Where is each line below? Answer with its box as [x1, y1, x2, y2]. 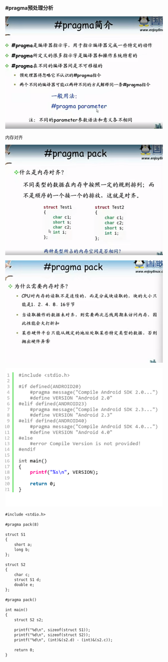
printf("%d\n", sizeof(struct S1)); [14, 627, 91, 633]
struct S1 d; [14, 577, 41, 583]
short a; [14, 542, 32, 548]
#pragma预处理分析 [5, 4, 53, 11]
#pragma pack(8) [5, 522, 39, 527]
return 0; [14, 647, 35, 653]
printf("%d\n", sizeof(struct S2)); [14, 632, 91, 638]
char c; [14, 572, 30, 578]
